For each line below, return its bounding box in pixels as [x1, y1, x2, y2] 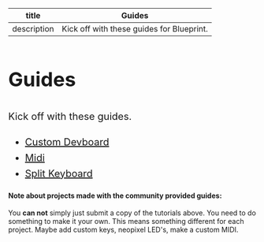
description [12, 24, 54, 34]
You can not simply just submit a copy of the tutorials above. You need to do [8, 208, 256, 218]
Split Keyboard [24, 167, 93, 180]
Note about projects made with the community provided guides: [8, 191, 222, 200]
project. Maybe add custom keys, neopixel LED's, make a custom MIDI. [8, 225, 239, 235]
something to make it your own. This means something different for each [8, 217, 244, 226]
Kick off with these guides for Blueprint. [61, 24, 209, 34]
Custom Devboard [24, 136, 110, 148]
